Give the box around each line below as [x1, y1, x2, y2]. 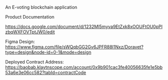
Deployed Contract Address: [5, 59, 64, 64]
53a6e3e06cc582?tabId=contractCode [5, 69, 86, 75]
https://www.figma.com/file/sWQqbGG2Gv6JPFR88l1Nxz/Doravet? [5, 44, 144, 49]
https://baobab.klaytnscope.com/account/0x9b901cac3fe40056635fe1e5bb [5, 64, 163, 70]
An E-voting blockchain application [5, 4, 78, 10]
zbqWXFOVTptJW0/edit [5, 29, 55, 34]
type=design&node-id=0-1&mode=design [5, 49, 92, 55]
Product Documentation [5, 14, 55, 19]
